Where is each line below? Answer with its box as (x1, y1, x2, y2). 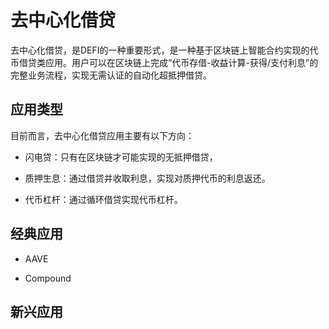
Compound (24, 272, 72, 284)
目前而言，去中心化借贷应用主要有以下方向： (10, 129, 195, 141)
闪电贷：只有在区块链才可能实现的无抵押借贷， (24, 151, 218, 163)
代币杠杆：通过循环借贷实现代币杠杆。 (24, 193, 183, 205)
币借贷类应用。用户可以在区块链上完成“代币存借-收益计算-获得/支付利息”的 (10, 56, 319, 68)
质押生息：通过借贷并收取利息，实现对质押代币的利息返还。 (24, 172, 271, 184)
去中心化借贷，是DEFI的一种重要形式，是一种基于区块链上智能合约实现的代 (10, 44, 319, 56)
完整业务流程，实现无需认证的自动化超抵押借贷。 (10, 69, 212, 81)
